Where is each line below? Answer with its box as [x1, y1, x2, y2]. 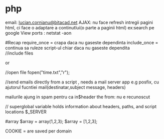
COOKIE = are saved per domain [5, 128, 72, 134]
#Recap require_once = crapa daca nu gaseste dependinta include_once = [5, 39, 159, 45]
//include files [5, 50, 33, 56]
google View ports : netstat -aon [5, 30, 72, 36]
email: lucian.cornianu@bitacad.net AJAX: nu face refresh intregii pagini [5, 19, 153, 25]
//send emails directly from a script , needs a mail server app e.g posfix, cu [5, 79, 160, 85]
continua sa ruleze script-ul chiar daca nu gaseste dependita [5, 45, 130, 51]
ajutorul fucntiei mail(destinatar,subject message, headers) [5, 84, 126, 90]
